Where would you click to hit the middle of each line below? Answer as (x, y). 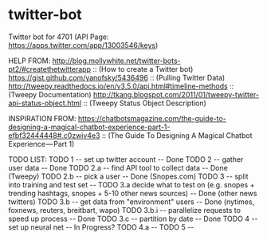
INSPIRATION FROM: (43, 118)
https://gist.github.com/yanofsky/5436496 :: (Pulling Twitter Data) (117, 77)
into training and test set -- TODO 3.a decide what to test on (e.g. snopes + (132, 184)
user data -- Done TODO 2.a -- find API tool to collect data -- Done (118, 167)
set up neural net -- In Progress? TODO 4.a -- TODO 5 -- (101, 227)
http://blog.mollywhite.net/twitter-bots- (116, 61)
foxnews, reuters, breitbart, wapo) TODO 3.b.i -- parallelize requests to (125, 210)
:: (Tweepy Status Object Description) (145, 103)
